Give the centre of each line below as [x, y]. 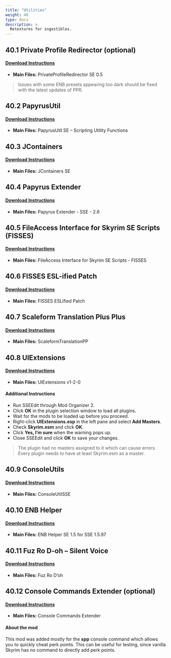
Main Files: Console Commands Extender [57, 616]
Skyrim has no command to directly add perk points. [61, 650]
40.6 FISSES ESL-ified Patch [51, 276]
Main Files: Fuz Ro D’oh [38, 575]
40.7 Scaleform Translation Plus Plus [66, 317]
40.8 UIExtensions [35, 357]
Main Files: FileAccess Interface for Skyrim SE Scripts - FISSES [80, 260]
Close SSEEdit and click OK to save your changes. [66, 438]
